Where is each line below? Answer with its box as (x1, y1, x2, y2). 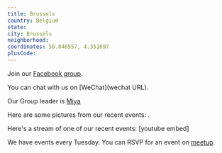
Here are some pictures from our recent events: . (7, 110, 150, 119)
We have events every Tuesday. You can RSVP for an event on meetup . (7, 137, 216, 146)
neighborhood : (7, 37, 50, 44)
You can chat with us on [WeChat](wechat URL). (7, 83, 149, 91)
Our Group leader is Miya (7, 96, 81, 105)
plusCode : (7, 50, 37, 57)
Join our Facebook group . (7, 69, 83, 78)
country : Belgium (7, 17, 59, 24)
